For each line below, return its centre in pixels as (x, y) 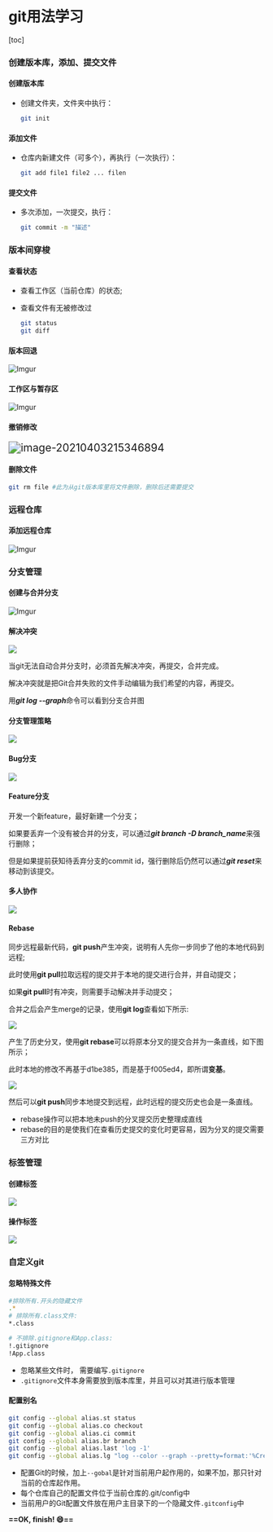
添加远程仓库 (30, 530)
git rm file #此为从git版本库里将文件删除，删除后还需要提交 (101, 487)
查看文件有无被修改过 (56, 308)
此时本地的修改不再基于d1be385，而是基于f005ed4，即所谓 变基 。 (119, 1069)
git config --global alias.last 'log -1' (80, 1448)
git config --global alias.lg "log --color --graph (97, 1456)
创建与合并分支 (33, 592)
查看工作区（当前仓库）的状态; (71, 291)
